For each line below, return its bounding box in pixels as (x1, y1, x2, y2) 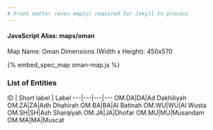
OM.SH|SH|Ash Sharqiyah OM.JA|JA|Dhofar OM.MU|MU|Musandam (7, 108, 205, 117)
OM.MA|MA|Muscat (7, 116, 65, 124)
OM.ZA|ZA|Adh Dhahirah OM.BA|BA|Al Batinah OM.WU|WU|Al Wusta (7, 101, 207, 110)
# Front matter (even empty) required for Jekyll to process (7, 10, 189, 17)
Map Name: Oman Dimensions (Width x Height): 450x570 (7, 47, 173, 56)
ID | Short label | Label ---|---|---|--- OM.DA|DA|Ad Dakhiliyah (7, 94, 187, 102)
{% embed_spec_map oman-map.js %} (7, 60, 120, 69)
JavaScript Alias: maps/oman (7, 32, 95, 40)
